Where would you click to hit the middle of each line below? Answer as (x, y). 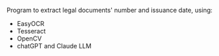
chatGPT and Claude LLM (54, 46)
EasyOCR (31, 23)
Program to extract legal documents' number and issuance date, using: (109, 10)
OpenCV (29, 38)
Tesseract (31, 31)
